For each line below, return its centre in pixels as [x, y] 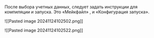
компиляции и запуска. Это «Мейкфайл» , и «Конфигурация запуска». [77, 12]
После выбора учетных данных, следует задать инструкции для [71, 7]
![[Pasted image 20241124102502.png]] [44, 21]
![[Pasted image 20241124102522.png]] [44, 30]
